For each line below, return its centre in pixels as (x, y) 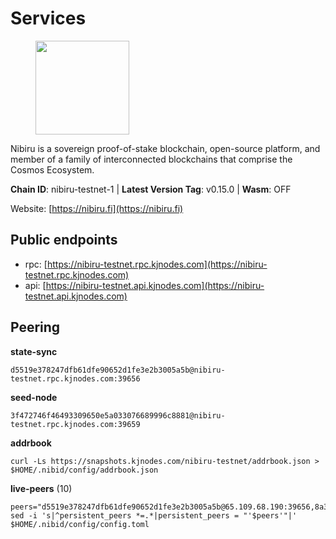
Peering (35, 327)
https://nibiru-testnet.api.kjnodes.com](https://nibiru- (155, 285)
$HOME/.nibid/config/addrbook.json (84, 470)
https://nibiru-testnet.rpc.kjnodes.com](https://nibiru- (157, 264)
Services (48, 18)
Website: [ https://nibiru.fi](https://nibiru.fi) (97, 208)
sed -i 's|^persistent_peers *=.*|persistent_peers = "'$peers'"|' (154, 515)
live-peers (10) (41, 488)
